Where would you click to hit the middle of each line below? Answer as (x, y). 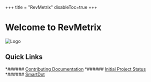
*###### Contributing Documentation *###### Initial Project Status (75, 69)
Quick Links (24, 57)
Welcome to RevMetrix (53, 27)
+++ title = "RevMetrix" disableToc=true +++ (51, 7)
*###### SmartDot (25, 74)
